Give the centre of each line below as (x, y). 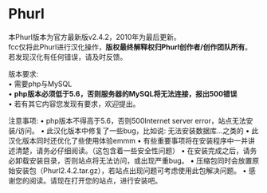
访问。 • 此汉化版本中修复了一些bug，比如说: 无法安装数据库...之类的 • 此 (138, 130)
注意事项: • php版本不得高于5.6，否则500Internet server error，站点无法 (127, 120)
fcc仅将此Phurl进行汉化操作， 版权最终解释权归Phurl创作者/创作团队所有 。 (130, 47)
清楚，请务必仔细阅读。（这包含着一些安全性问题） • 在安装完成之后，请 (132, 150)
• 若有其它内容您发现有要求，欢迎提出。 (74, 104)
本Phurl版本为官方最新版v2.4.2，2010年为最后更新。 (94, 37)
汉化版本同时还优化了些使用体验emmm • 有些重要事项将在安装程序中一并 (128, 140)
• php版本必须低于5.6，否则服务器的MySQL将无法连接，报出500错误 (123, 93)
